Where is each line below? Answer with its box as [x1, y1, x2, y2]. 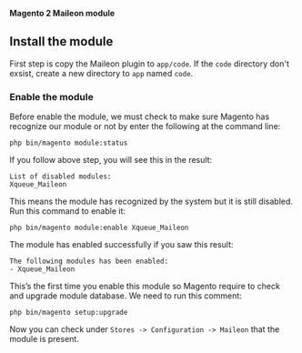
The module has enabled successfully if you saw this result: [9, 239, 234, 250]
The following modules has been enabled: [9, 257, 169, 267]
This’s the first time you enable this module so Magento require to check [9, 281, 280, 292]
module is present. [9, 334, 79, 345]
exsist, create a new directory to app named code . [9, 67, 194, 78]
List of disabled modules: [9, 172, 112, 181]
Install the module [9, 34, 114, 49]
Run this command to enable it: [9, 206, 126, 217]
